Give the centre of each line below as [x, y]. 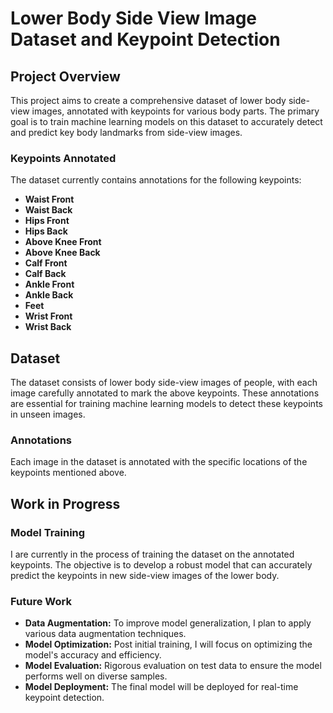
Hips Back [46, 231]
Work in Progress [65, 503]
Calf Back [45, 274]
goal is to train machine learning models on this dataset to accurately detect [166, 121]
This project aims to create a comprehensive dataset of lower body [148, 100]
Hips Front [47, 221]
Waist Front [49, 199]
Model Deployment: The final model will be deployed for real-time [161, 687]
